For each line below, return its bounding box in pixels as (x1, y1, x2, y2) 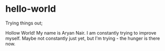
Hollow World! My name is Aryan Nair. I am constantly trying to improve (5, 30, 157, 36)
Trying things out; (5, 20, 43, 26)
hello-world (5, 3, 57, 15)
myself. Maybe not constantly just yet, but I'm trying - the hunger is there (5, 35, 160, 41)
